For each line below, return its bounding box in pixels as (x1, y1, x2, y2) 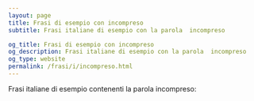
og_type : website (8, 55, 66, 63)
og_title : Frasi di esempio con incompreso (8, 40, 155, 48)
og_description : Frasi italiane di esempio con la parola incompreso (8, 48, 247, 56)
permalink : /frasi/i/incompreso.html (8, 62, 133, 71)
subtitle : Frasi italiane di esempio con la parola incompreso (8, 26, 225, 34)
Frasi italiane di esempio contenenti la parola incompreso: (8, 84, 197, 93)
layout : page (8, 11, 52, 20)
